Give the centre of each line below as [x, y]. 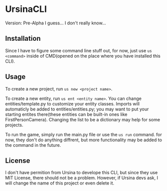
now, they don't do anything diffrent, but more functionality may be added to [83, 140]
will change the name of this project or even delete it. [60, 183]
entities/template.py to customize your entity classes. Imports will [72, 103]
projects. [14, 125]
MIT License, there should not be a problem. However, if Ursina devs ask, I [82, 178]
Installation [23, 39]
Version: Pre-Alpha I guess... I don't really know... [56, 23]
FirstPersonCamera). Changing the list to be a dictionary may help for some [83, 119]
